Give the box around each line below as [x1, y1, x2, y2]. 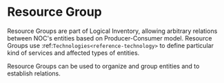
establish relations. [7, 69, 61, 78]
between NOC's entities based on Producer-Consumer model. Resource [7, 34, 212, 42]
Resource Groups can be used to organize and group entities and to [7, 62, 200, 70]
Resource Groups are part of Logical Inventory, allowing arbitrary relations [7, 27, 218, 35]
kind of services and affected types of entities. [7, 49, 140, 57]
